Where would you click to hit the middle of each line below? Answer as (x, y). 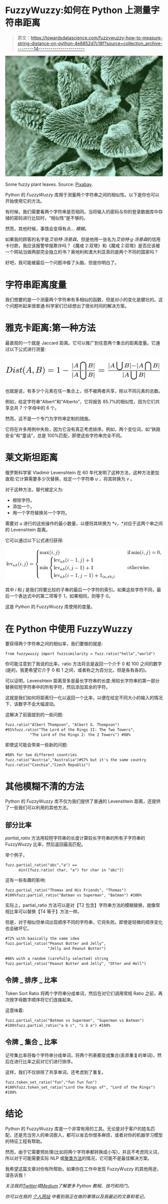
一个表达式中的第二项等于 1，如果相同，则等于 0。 (61, 596)
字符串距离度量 (36, 285)
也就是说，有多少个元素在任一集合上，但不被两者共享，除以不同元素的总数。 (84, 391)
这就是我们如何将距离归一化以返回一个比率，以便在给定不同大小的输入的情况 (84, 698)
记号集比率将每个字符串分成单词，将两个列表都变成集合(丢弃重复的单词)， (81, 1055)
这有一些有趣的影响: (26, 880)
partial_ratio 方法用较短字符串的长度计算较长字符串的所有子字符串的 (75, 838)
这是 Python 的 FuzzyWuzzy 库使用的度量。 (50, 607)
